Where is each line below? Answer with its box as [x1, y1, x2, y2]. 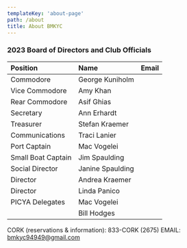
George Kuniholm [78, 75, 135, 84]
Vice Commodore [10, 86, 67, 95]
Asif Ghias [78, 97, 112, 106]
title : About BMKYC [7, 23, 63, 29]
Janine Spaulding [78, 164, 135, 173]
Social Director [10, 164, 58, 173]
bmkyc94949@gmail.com [7, 233, 80, 241]
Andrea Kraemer [78, 175, 132, 184]
